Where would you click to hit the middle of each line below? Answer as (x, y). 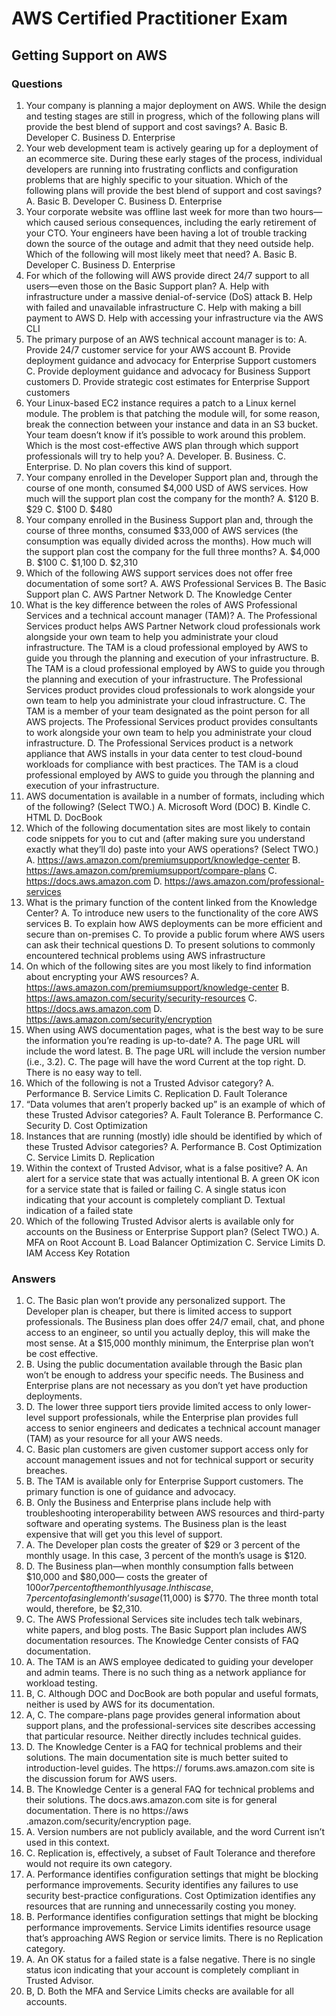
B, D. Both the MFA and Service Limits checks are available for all (159, 1991)
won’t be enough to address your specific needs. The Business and (164, 1375)
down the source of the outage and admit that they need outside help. (169, 243)
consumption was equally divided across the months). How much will (168, 541)
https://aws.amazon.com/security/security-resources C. (141, 998)
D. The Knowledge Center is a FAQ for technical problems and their (164, 1747)
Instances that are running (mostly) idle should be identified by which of (174, 1136)
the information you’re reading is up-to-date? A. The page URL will (163, 1040)
